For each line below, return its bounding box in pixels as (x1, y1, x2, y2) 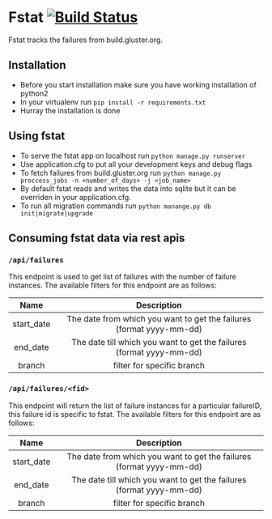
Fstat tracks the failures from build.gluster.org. (8, 35, 164, 45)
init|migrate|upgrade (19, 209, 93, 218)
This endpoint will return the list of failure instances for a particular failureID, (8, 401, 262, 411)
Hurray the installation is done (19, 105, 121, 115)
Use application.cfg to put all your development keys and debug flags (19, 159, 253, 169)
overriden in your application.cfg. (19, 192, 131, 202)
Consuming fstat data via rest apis (8, 231, 185, 245)
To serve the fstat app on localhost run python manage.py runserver (19, 151, 246, 160)
